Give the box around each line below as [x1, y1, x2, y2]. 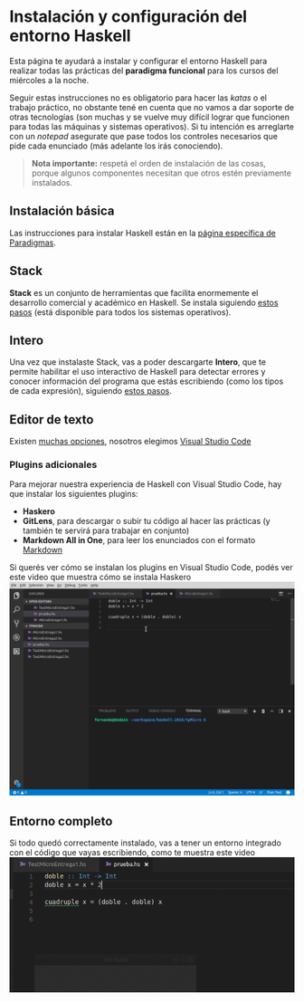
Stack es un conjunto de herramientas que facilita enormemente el [9, 287, 259, 298]
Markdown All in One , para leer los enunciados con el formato [22, 535, 256, 546]
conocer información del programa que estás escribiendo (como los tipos [9, 376, 284, 386]
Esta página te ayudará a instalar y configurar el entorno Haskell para [9, 55, 268, 66]
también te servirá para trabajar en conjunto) [22, 525, 190, 536]
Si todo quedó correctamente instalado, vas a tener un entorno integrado [9, 837, 282, 848]
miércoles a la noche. [9, 74, 90, 85]
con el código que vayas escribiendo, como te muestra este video [9, 847, 256, 858]
